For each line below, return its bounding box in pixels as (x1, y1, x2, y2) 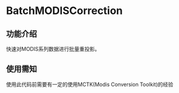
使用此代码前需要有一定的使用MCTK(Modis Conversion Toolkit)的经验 (6, 81, 174, 88)
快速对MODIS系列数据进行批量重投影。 (6, 46, 101, 52)
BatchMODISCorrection (6, 4, 123, 18)
